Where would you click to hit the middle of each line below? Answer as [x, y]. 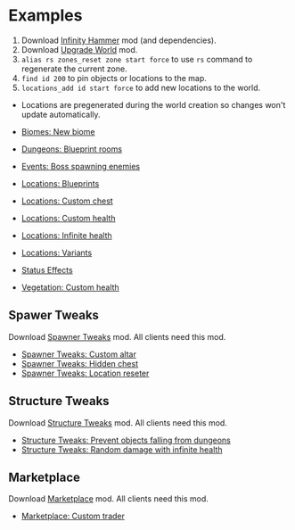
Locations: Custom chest [67, 201]
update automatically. [61, 114]
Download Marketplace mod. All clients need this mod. [108, 499]
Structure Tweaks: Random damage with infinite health [122, 449]
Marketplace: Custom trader [73, 516]
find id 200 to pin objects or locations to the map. [114, 78]
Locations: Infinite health [66, 235]
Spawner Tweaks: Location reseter [85, 373]
